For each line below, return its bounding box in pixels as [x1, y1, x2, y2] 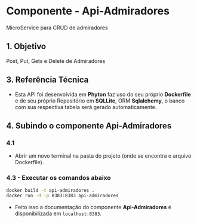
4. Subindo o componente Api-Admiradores [6, 120, 172, 131]
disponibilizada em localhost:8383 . [14, 210, 102, 217]
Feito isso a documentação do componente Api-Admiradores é [14, 204, 172, 211]
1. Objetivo [6, 41, 47, 52]
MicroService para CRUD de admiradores [6, 24, 109, 31]
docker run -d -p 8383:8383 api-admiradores [6, 193, 119, 199]
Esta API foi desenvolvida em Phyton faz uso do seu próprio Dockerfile [14, 91, 191, 98]
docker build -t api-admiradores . [6, 187, 95, 193]
